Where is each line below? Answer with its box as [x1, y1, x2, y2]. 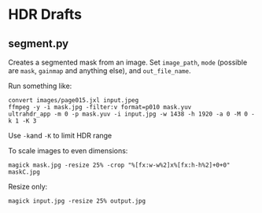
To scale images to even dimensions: [8, 146, 128, 155]
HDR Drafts [8, 6, 83, 24]
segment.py [8, 37, 69, 50]
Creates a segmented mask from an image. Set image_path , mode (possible [8, 57, 248, 67]
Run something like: [8, 81, 72, 90]
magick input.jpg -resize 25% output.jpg [8, 197, 146, 205]
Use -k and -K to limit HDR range [8, 131, 113, 140]
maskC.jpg [8, 168, 41, 176]
